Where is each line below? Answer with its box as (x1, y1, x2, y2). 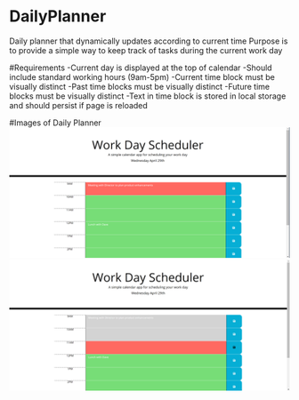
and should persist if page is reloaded (9, 100, 149, 110)
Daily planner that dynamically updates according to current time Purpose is (9, 36, 288, 46)
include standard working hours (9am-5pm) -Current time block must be (9, 71, 276, 82)
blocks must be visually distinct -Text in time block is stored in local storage (9, 91, 287, 101)
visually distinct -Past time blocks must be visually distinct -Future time (9, 81, 270, 92)
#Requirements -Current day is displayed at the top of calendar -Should (9, 62, 273, 73)
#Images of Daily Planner (9, 117, 102, 128)
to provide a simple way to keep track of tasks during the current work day (9, 44, 283, 55)
